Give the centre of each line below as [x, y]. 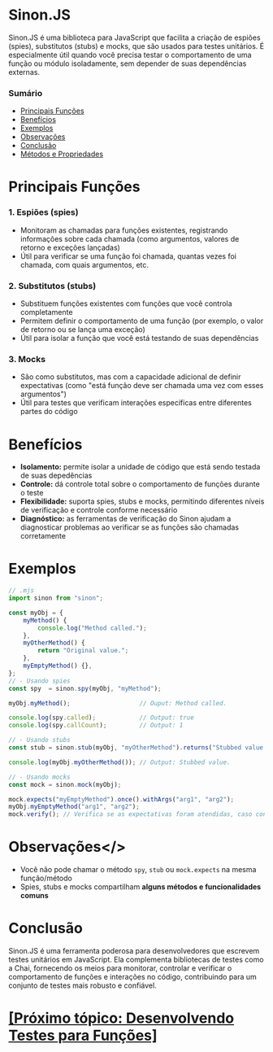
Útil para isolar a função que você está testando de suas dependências [139, 338]
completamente [46, 312]
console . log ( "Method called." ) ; [93, 628]
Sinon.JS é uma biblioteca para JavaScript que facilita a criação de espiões [135, 37]
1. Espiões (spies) [43, 212]
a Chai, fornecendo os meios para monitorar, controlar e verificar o [120, 968]
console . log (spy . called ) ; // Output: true [102, 718]
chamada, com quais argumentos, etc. [84, 264]
